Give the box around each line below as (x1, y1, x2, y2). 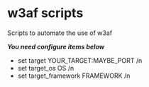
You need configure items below (7, 42, 105, 51)
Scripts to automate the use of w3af (7, 29, 112, 37)
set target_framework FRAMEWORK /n (17, 71, 131, 80)
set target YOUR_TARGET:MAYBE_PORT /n (17, 56, 143, 65)
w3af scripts (7, 5, 84, 21)
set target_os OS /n (17, 63, 74, 72)
